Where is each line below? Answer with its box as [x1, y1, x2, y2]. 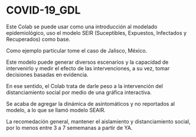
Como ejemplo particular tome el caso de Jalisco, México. [6, 47, 148, 54]
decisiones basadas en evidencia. [6, 71, 89, 78]
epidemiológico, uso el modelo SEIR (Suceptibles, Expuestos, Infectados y [6, 29, 187, 36]
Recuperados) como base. [6, 35, 71, 43]
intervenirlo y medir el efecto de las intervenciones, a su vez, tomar [6, 64, 170, 71]
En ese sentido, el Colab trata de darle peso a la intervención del [6, 82, 164, 89]
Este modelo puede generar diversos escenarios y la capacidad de [6, 58, 169, 66]
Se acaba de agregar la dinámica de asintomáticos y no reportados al [6, 100, 175, 107]
